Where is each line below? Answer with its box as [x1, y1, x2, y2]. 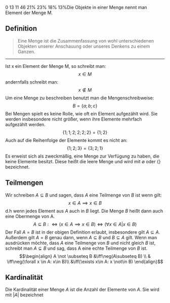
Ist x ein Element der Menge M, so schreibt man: [5, 63, 106, 69]
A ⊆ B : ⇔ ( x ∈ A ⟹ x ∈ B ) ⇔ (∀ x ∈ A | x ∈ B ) [33, 221, 137, 227]
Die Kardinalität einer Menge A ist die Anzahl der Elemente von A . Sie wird [5, 286, 159, 293]
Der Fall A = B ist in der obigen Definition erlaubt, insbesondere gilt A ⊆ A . [5, 229, 160, 235]
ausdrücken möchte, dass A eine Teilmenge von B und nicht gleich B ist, [5, 240, 156, 246]
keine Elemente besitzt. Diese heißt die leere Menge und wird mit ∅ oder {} [5, 158, 161, 164]
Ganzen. [17, 48, 35, 55]
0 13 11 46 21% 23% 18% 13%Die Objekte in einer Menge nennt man [5, 5, 148, 10]
